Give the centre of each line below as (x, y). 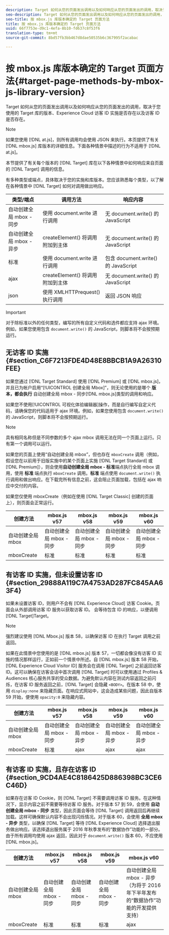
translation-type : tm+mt (32, 33)
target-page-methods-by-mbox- (94, 81)
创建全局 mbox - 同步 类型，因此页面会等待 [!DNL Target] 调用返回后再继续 (83, 811)
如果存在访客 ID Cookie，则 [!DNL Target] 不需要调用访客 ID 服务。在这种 (81, 798)
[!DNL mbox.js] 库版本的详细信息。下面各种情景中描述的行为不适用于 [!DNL (83, 145)
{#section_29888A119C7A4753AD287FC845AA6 (84, 583)
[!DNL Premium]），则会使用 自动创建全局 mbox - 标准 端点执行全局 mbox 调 (83, 466)
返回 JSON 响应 (123, 295)
